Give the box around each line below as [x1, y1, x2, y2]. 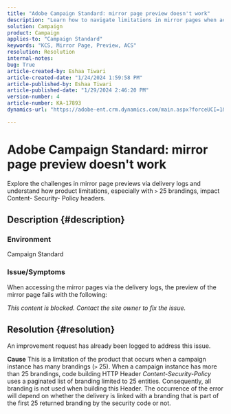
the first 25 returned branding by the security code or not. [7, 399, 172, 407]
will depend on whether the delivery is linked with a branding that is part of [7, 392, 219, 400]
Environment [7, 235, 52, 244]
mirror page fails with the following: [7, 290, 108, 298]
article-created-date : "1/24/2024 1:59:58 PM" [7, 74, 143, 81]
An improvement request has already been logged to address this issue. [7, 342, 211, 350]
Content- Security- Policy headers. [7, 194, 106, 202]
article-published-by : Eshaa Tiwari [7, 81, 112, 87]
